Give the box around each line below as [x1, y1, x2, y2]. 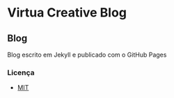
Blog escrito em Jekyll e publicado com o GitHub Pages [7, 50, 167, 59]
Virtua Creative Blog [7, 5, 127, 21]
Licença [7, 68, 35, 77]
